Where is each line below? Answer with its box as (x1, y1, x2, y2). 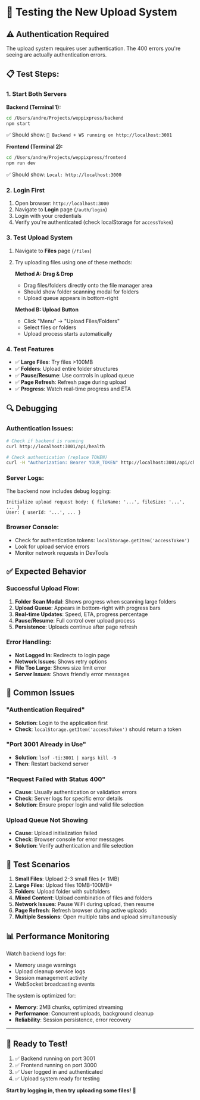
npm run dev (6, 160, 36, 166)
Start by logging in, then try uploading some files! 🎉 (6, 1086, 136, 1094)
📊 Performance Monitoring (6, 931, 110, 941)
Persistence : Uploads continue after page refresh (14, 623, 137, 630)
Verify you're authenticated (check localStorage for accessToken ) (14, 218, 174, 226)
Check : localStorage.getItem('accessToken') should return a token (14, 726, 182, 733)
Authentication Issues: (6, 424, 74, 433)
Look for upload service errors (14, 543, 90, 550)
